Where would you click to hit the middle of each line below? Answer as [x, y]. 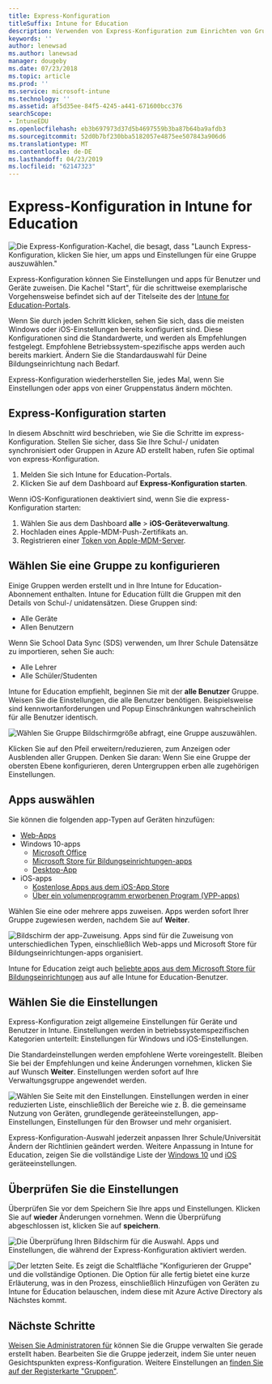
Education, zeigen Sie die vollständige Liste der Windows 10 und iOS [123, 1155]
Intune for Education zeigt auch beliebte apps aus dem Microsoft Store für [132, 968]
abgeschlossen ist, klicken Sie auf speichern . [84, 1226]
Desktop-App [55, 869]
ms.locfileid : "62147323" [52, 167]
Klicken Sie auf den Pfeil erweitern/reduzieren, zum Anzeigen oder [119, 748]
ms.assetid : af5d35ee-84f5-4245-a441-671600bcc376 [96, 106]
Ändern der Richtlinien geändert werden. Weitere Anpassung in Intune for [131, 1147]
